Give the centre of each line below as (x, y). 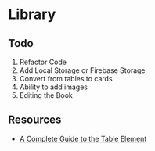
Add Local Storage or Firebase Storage (83, 70)
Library (32, 14)
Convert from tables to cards (66, 79)
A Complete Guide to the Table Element (83, 138)
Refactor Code (43, 62)
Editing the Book (46, 95)
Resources (35, 120)
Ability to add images (54, 87)
